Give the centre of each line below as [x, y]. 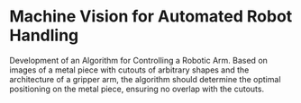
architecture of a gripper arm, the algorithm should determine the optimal [145, 79]
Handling [44, 35]
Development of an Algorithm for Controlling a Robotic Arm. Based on [139, 60]
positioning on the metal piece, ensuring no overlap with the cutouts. [137, 89]
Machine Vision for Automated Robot [151, 17]
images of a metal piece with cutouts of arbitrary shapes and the [129, 70]
